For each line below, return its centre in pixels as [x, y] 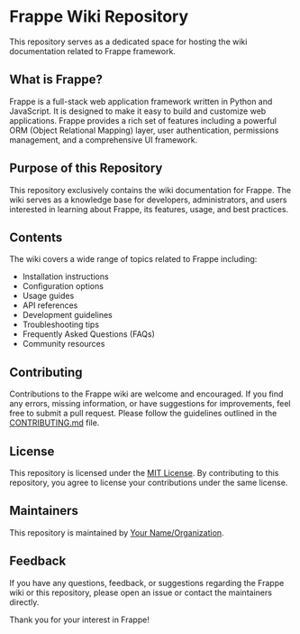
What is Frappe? [56, 80]
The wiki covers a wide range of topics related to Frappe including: [133, 259]
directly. [24, 601]
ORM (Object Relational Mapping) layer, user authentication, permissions [144, 130]
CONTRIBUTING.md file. [55, 423]
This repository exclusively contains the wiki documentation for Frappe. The [150, 190]
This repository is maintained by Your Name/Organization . [117, 532]
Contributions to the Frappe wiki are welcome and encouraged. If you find [146, 394]
